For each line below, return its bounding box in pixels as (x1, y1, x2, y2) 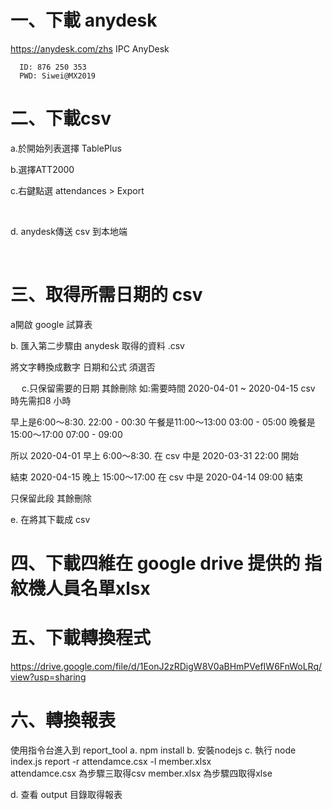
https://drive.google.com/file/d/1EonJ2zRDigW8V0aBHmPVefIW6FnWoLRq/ (10, 660, 323, 672)
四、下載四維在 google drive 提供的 (10, 552, 301, 575)
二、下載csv (10, 107, 112, 130)
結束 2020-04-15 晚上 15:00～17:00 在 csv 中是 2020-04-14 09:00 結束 (10, 471, 304, 483)
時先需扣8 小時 (10, 394, 72, 406)
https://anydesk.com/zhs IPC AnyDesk (10, 42, 170, 55)
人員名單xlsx (45, 577, 151, 600)
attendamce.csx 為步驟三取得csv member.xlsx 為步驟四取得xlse (10, 767, 273, 779)
